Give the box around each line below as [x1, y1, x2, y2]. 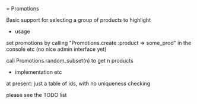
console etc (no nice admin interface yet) [6, 45, 107, 53]
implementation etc [14, 69, 62, 76]
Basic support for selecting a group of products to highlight [6, 17, 151, 23]
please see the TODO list [6, 92, 67, 98]
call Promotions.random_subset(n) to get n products [6, 57, 134, 64]
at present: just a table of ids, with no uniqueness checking [6, 80, 151, 87]
